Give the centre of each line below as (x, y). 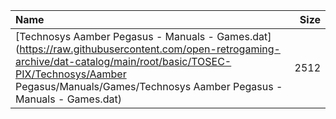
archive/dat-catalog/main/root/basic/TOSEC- (123, 61)
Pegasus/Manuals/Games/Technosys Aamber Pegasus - (149, 86)
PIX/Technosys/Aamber (71, 74)
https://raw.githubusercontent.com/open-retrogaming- (150, 49)
